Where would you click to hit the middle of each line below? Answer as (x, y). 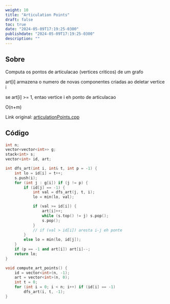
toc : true (16, 24)
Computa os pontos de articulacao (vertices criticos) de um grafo (74, 72)
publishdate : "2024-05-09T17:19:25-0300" (50, 34)
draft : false (19, 19)
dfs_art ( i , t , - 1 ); (45, 292)
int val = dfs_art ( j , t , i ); (64, 192)
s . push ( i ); (26, 178)
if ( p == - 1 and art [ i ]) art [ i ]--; (52, 249)
